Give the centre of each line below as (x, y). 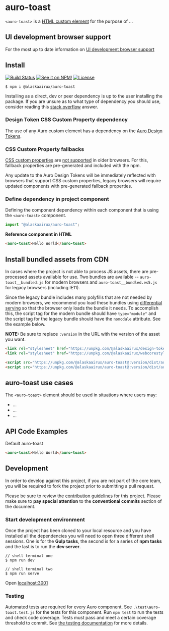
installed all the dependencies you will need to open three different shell (80, 536)
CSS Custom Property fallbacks (45, 149)
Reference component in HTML (38, 234)
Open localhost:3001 (27, 583)
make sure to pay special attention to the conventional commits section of (83, 501)
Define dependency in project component (57, 199)
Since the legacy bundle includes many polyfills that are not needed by (79, 297)
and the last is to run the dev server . (43, 547)
